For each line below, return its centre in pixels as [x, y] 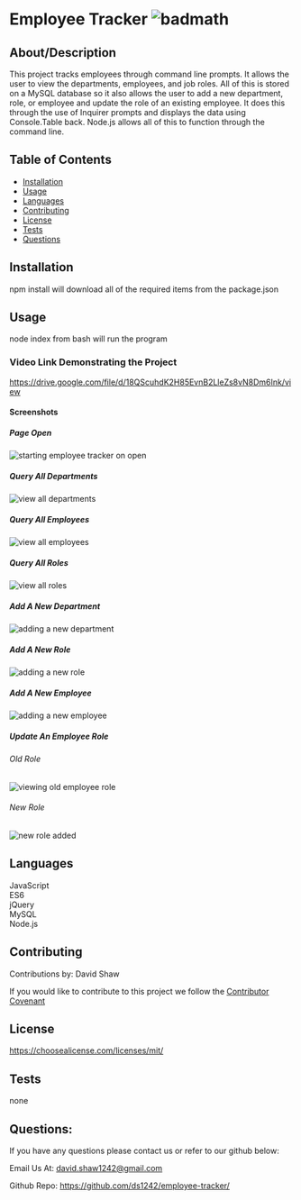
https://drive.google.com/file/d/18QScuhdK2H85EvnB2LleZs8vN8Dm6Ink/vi [150, 382]
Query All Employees [50, 519]
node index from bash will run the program [89, 339]
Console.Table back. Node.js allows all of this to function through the [137, 122]
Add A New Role [40, 650]
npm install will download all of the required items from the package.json [144, 289]
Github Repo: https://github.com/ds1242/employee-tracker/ [119, 1186]
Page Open [31, 432]
